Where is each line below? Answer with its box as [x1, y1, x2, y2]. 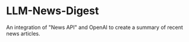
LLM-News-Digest [6, 4, 99, 18]
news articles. [6, 30, 40, 37]
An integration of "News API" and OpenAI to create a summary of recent [6, 24, 183, 31]
